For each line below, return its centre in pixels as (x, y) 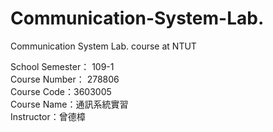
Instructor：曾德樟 (48, 116)
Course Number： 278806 (65, 79)
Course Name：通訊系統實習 (69, 104)
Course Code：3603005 (61, 91)
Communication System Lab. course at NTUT (103, 46)
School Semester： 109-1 (62, 66)
